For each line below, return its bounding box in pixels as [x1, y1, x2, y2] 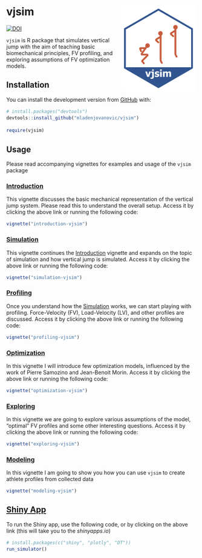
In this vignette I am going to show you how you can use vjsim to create [6, 469, 186, 476]
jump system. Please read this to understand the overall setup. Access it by [6, 202, 194, 209]
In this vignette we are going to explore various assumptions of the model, [6, 416, 191, 423]
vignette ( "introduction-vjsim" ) [6, 221, 88, 227]
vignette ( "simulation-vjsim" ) [6, 274, 83, 280]
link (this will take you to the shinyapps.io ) [6, 527, 111, 534]
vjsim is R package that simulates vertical [6, 36, 110, 44]
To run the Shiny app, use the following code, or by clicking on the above [6, 520, 189, 528]
